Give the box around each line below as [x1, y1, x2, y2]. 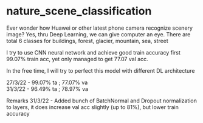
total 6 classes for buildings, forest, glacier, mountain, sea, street [6, 37, 168, 44]
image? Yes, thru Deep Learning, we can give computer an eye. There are [6, 30, 191, 38]
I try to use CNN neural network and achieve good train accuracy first [6, 48, 181, 56]
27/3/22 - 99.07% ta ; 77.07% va [6, 79, 88, 86]
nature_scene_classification [6, 4, 152, 18]
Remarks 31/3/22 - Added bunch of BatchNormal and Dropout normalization [6, 97, 198, 104]
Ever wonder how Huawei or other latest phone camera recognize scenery [6, 24, 193, 32]
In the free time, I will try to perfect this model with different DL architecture [6, 67, 196, 74]
